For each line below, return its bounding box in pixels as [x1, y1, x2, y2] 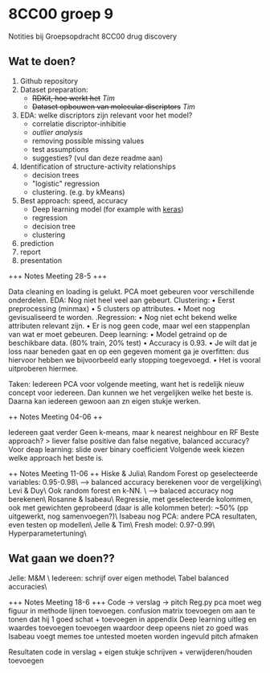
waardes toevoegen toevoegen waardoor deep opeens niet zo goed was [8, 622, 249, 632]
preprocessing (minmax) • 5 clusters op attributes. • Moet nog [8, 303, 215, 314]
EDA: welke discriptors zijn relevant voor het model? [19, 110, 193, 120]
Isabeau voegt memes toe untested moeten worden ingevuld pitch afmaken [8, 631, 259, 641]
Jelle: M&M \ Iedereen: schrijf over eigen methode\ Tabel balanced [8, 572, 229, 583]
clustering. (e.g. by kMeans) [31, 187, 125, 197]
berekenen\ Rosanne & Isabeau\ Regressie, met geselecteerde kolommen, [8, 494, 253, 503]
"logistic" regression [31, 179, 100, 188]
